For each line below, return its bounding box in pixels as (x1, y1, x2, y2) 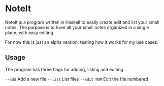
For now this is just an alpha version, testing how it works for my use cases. (5, 39, 159, 45)
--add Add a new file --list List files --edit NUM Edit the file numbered (5, 76, 149, 82)
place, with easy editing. (5, 29, 55, 35)
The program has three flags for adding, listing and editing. (5, 66, 125, 72)
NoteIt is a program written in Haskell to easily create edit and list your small (5, 19, 160, 25)
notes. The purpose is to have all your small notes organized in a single (5, 24, 149, 30)
